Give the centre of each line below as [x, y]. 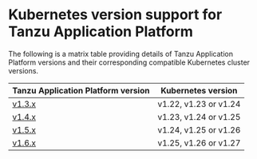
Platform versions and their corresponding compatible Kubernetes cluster [129, 62]
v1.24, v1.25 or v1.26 [199, 129]
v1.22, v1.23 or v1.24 [199, 104]
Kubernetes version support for [115, 15]
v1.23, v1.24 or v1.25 [199, 117]
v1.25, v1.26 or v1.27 [199, 143]
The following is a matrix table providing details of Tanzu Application [121, 54]
